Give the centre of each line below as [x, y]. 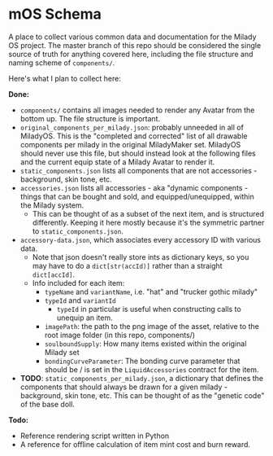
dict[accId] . [54, 274]
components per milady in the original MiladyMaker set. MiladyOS [130, 144]
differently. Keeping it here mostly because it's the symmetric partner [148, 222]
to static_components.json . [78, 231]
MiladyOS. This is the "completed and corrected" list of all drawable [134, 136]
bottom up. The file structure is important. [90, 118]
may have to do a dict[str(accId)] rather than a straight [127, 265]
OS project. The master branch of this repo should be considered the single [135, 45]
